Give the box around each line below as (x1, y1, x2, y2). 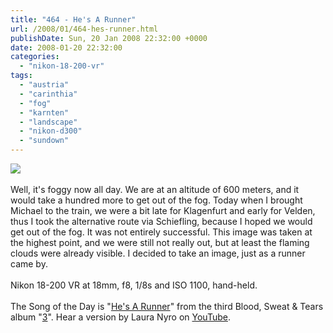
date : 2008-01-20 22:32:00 (10, 42, 123, 53)
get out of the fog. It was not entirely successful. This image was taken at (10, 226, 313, 238)
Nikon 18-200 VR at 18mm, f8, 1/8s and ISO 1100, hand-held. (10, 279, 258, 291)
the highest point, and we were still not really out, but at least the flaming (10, 237, 310, 248)
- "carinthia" (19, 89, 78, 99)
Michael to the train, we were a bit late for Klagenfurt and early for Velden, (10, 205, 316, 216)
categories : (10, 52, 60, 62)
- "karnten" (19, 107, 70, 118)
